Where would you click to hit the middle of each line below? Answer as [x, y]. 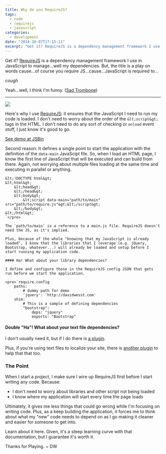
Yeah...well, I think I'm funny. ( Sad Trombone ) [51, 90]
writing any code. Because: [33, 382]
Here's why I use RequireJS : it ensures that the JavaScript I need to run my [82, 113]
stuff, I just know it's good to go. [38, 129]
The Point [17, 366]
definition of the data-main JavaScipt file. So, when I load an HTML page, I [81, 153]
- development [24, 38]
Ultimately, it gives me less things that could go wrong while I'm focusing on [83, 406]
